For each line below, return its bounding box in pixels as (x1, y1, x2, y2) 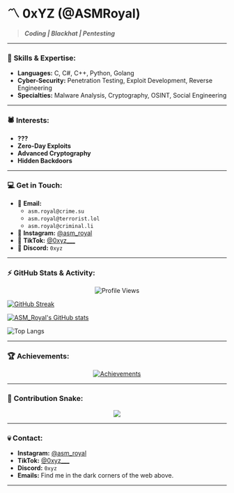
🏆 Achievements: (7, 351, 70, 361)
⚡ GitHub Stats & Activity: (7, 268, 95, 278)
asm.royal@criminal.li (27, 222, 94, 229)
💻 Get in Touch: (7, 181, 63, 190)
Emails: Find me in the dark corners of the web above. (17, 471, 174, 480)
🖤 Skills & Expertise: (7, 53, 77, 63)
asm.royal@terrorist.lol (27, 215, 100, 222)
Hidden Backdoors (17, 156, 73, 165)
